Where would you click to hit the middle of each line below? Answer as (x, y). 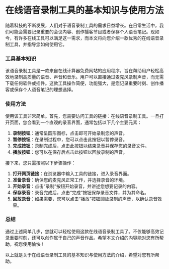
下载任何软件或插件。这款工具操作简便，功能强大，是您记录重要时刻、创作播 (84, 83)
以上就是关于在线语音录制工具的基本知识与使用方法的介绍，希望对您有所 (80, 255)
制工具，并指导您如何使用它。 (36, 44)
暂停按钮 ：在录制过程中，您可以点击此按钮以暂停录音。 (70, 139)
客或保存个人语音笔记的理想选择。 (40, 89)
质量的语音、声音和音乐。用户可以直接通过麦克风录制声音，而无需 (95, 77)
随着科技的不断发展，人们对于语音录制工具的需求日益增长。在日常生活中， (82, 25)
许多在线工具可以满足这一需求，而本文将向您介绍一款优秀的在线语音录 (91, 38)
